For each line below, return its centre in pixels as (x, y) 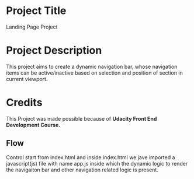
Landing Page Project (32, 27)
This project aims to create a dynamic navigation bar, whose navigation (92, 66)
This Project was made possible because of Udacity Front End (82, 118)
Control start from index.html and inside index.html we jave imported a (91, 157)
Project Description (54, 50)
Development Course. (33, 125)
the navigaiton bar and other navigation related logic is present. (82, 170)
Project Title (36, 11)
